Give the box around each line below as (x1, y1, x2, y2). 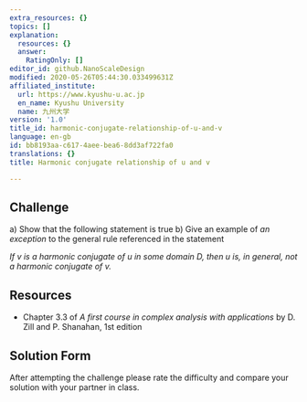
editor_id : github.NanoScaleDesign (9, 65, 145, 74)
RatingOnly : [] (26, 56, 84, 65)
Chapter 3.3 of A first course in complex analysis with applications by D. (22, 312, 296, 323)
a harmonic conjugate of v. (9, 261, 112, 272)
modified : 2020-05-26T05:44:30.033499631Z (9, 73, 174, 82)
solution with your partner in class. (9, 381, 140, 393)
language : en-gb (9, 132, 71, 142)
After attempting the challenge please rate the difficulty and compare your (9, 372, 290, 383)
